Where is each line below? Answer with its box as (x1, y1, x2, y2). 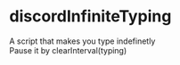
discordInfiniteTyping (9, 6, 172, 27)
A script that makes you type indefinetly (9, 36, 156, 46)
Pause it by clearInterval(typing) (9, 45, 127, 55)
